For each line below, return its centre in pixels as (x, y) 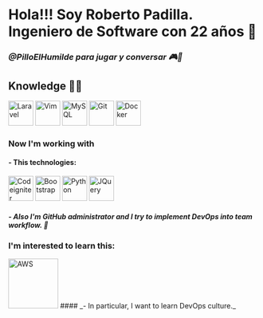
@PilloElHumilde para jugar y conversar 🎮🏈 (96, 57)
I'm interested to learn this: (62, 245)
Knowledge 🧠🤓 (45, 86)
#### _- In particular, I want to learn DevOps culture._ (148, 305)
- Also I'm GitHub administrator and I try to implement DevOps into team (130, 216)
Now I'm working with (51, 143)
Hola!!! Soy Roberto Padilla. (100, 15)
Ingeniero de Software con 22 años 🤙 (133, 31)
